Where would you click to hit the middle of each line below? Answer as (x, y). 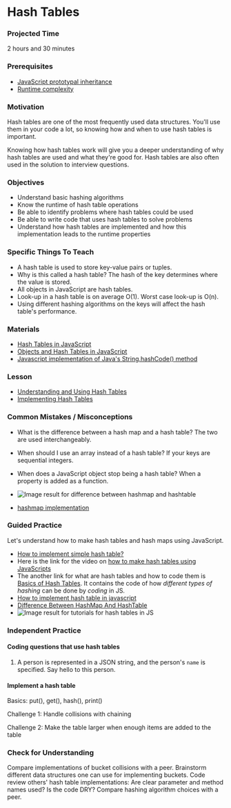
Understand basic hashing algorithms (70, 198)
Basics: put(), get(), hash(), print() (55, 701)
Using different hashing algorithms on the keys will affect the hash (111, 304)
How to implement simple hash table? (70, 554)
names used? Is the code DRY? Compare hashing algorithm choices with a (113, 790)
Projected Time (33, 34)
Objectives (26, 182)
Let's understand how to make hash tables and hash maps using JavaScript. (115, 540)
